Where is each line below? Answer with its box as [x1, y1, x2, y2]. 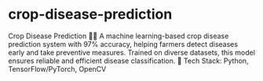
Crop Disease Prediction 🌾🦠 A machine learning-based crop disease [8, 31, 229, 40]
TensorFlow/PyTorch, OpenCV [8, 64, 107, 73]
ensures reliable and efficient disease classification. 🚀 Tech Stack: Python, [8, 56, 249, 65]
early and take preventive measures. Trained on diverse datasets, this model [8, 48, 255, 57]
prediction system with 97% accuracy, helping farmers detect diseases [8, 39, 238, 48]
